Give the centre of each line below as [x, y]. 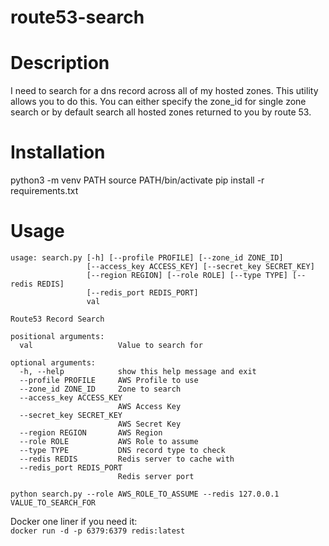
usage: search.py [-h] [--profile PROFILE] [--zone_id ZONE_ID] [147, 258]
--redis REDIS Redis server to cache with [127, 459]
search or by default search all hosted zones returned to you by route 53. [161, 112]
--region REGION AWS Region [91, 433]
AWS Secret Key [149, 424]
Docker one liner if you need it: [74, 521]
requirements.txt [44, 191]
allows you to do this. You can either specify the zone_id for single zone [158, 102]
